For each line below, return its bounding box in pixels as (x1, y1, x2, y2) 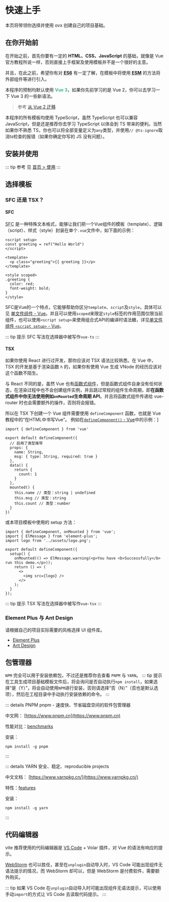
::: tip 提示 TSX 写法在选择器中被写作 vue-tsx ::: (5, 601, 102, 607)
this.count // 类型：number (14, 501, 71, 506)
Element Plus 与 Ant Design (5, 614, 73, 621)
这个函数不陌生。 (5, 370, 41, 376)
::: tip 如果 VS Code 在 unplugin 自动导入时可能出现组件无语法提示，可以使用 (5, 885, 161, 891)
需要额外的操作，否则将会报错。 (32, 400, 99, 406)
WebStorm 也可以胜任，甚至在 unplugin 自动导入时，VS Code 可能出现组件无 (5, 862, 163, 868)
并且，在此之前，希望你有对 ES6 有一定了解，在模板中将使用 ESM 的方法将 (5, 70, 161, 76)
